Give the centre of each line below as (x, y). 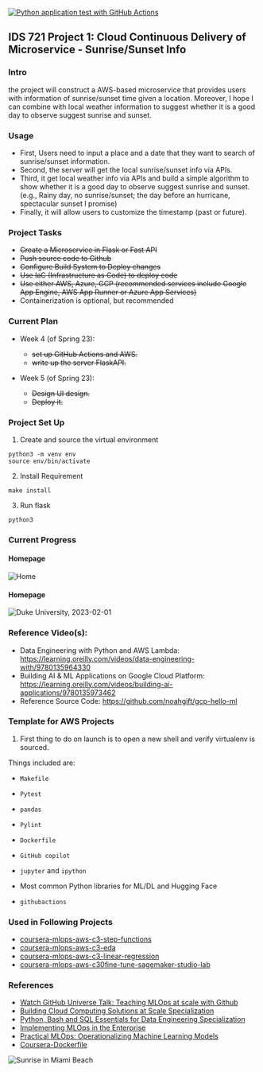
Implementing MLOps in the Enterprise (83, 1028)
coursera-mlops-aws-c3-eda (68, 948)
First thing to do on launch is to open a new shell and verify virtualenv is (137, 739)
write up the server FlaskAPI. (79, 363)
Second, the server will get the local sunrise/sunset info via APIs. (126, 169)
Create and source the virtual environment (89, 439)
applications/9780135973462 (68, 693)
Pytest (31, 794)
